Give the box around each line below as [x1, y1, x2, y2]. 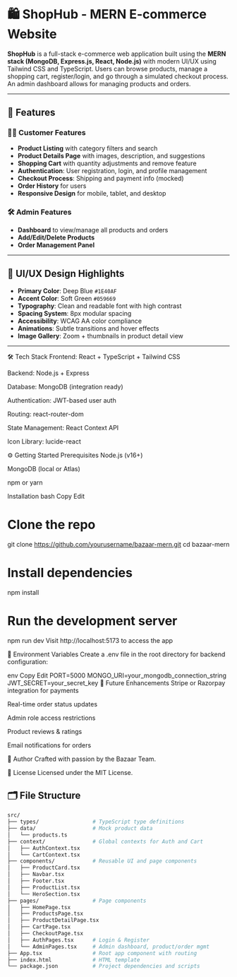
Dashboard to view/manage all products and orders [17, 225, 169, 234]
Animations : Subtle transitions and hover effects [17, 324, 159, 333]
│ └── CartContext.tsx [7, 851, 80, 858]
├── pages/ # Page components [7, 897, 147, 904]
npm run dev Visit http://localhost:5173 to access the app [7, 636, 174, 644]
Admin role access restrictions [7, 713, 96, 722]
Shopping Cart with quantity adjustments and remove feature [17, 159, 197, 167]
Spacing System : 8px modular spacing [17, 309, 132, 317]
